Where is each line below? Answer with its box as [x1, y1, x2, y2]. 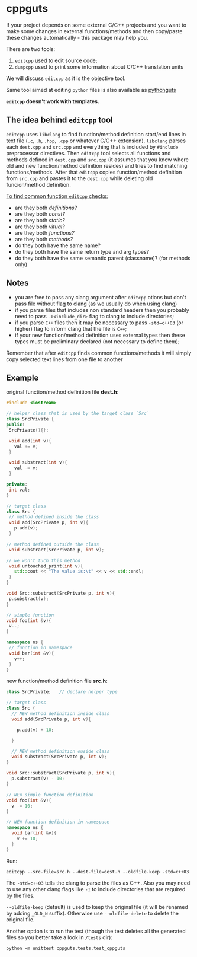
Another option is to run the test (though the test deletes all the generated [6, 927, 186, 934]
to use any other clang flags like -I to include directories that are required [6, 885, 186, 892]
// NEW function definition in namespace [6, 819, 110, 825]
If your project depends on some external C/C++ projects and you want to [6, 21, 187, 28]
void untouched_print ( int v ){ [8, 563, 83, 569]
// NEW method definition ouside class [11, 748, 110, 754]
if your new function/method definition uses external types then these [14, 331, 185, 339]
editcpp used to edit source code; [14, 57, 98, 64]
